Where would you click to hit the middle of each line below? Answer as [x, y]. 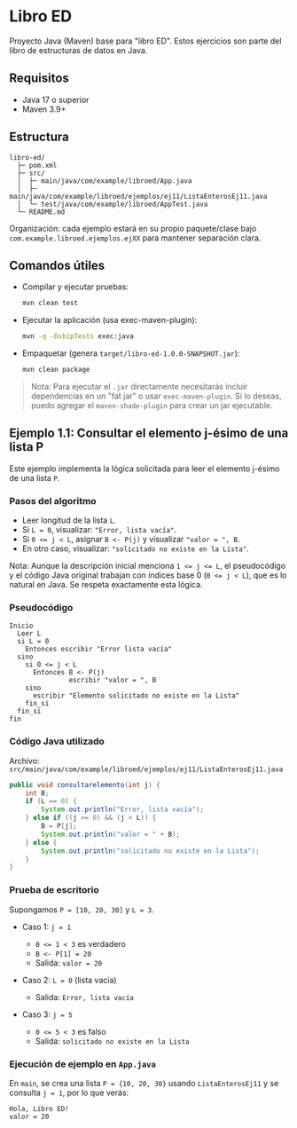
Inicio [21, 626]
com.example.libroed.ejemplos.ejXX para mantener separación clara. [135, 238]
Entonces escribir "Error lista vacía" [99, 650]
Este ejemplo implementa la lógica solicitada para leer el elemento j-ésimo [145, 469]
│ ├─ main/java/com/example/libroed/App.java [105, 181]
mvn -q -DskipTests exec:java [78, 336]
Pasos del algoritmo [53, 501]
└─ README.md [41, 212]
